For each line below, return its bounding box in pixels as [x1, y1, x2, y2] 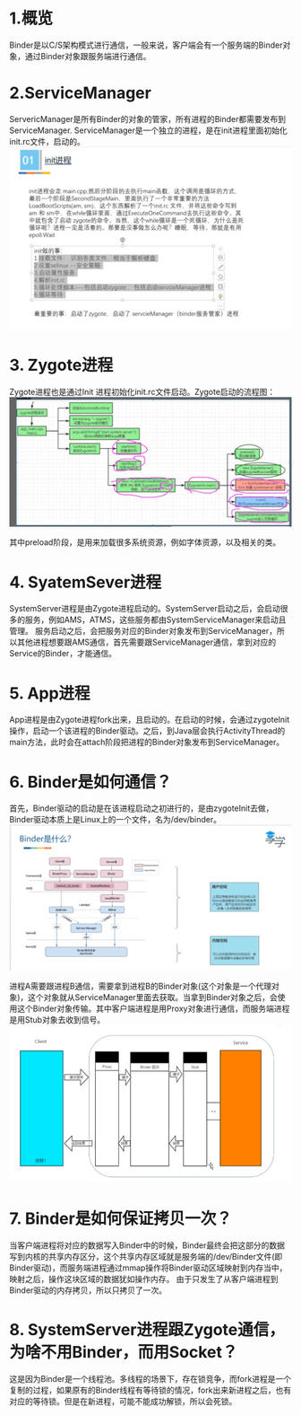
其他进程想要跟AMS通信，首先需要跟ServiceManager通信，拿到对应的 [16, 637, 276, 647]
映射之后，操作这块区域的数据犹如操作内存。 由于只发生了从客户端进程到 [9, 1273, 279, 1284]
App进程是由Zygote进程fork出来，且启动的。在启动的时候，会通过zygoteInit [9, 715, 290, 725]
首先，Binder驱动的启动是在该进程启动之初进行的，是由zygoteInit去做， [9, 803, 274, 813]
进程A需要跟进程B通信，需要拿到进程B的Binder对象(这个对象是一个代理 [9, 980, 271, 991]
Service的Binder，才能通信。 [9, 648, 116, 659]
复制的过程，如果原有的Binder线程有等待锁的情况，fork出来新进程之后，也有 [9, 1384, 292, 1395]
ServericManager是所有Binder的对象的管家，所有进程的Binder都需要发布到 [9, 113, 287, 124]
